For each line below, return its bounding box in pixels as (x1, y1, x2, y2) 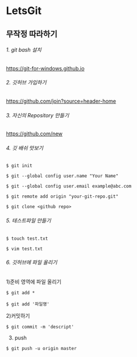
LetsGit (6, 4, 42, 18)
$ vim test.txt (6, 246, 43, 251)
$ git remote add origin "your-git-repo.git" (6, 193, 118, 200)
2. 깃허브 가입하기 (6, 79, 47, 86)
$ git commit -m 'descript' (6, 324, 75, 329)
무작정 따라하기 (6, 29, 58, 39)
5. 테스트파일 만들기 (6, 217, 51, 224)
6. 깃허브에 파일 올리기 (6, 259, 57, 266)
